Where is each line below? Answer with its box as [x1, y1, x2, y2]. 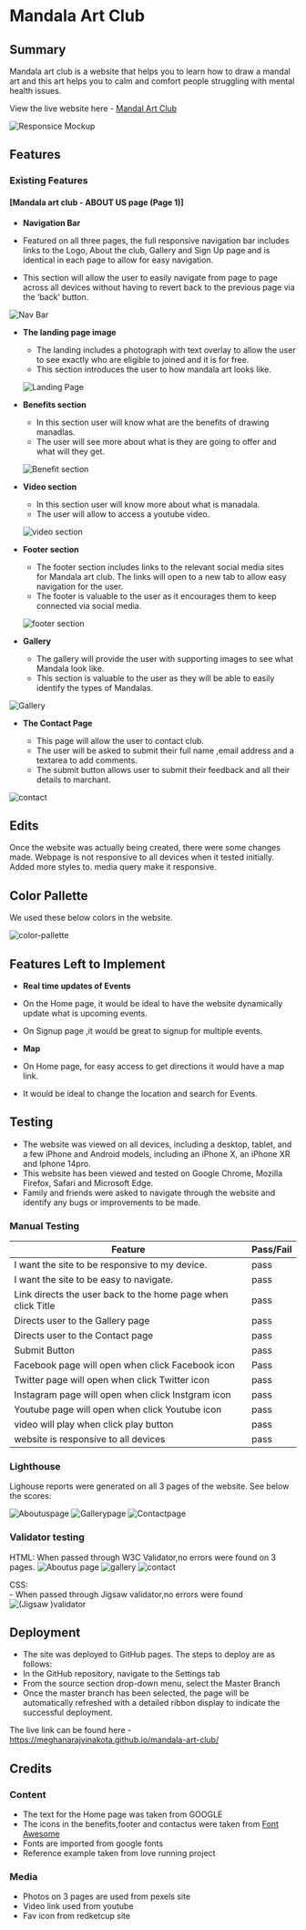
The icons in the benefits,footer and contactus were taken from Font [22, 1819, 280, 1830]
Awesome [22, 1829, 61, 1840]
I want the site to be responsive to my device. [14, 1259, 208, 1272]
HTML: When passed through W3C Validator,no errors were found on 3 [9, 1552, 276, 1563]
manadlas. [36, 426, 76, 438]
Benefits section [22, 398, 87, 410]
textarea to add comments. [36, 754, 138, 766]
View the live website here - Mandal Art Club [9, 103, 178, 114]
